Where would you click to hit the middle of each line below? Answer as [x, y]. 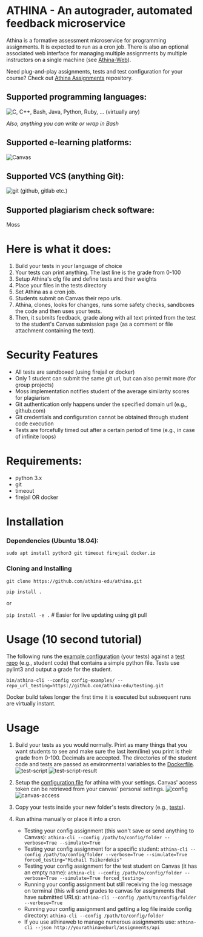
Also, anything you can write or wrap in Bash [63, 123]
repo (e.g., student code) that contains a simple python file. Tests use [93, 662]
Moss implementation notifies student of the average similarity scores [102, 391]
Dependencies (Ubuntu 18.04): [52, 541]
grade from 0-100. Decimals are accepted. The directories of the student [106, 758]
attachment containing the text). [55, 331]
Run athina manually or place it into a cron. [68, 819]
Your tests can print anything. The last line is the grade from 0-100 [98, 273]
